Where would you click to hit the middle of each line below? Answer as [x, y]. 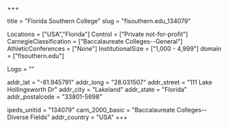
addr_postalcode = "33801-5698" [55, 97]
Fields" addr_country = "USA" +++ [79, 117]
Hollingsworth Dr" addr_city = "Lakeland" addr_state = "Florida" [97, 90]
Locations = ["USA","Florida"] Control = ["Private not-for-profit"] [98, 34]
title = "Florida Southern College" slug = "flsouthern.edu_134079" [99, 21]
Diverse [18, 117]
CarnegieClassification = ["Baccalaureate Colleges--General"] [95, 41]
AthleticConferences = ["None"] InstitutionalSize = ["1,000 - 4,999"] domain [114, 49]
